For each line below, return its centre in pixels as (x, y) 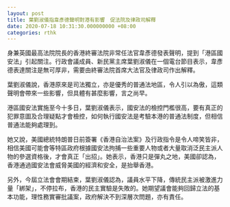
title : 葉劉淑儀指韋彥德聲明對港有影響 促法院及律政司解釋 (81, 20)
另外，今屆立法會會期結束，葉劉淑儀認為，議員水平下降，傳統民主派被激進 (112, 180)
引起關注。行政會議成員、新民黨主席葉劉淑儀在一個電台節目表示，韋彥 (124, 62)
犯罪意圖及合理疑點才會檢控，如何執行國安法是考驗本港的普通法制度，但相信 (115, 117)
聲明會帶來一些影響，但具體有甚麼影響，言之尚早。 (79, 93)
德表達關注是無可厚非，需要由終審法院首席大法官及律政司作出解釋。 (103, 70)
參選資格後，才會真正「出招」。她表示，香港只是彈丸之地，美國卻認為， (119, 157)
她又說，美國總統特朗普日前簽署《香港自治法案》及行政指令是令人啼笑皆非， (115, 139)
